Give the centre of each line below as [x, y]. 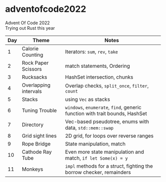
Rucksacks [35, 77]
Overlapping [36, 85]
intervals [32, 91]
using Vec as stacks [87, 99]
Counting [33, 54]
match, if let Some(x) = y [96, 158]
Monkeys [33, 169]
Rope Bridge [36, 143]
